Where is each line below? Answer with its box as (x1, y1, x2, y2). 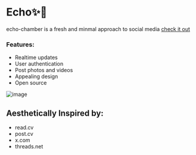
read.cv (14, 124, 34, 131)
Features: (6, 40, 35, 48)
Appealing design (14, 73, 58, 80)
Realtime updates (14, 54, 58, 61)
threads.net (14, 143, 43, 150)
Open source (14, 79, 47, 86)
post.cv (14, 131, 34, 138)
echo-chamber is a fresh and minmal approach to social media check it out (6, 25, 191, 32)
